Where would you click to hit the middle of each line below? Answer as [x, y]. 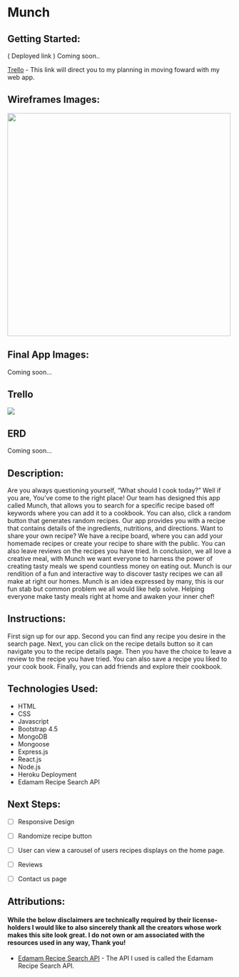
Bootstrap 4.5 [38, 729]
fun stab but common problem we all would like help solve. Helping [106, 589]
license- [205, 920]
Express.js [33, 751]
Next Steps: [34, 805]
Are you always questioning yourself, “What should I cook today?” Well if [114, 490]
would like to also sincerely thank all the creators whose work [128, 927]
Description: [36, 473]
